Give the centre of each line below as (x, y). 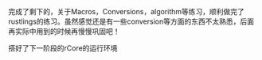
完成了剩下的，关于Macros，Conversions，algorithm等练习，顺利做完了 (127, 11)
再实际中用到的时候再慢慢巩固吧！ (64, 31)
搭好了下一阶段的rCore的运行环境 (63, 48)
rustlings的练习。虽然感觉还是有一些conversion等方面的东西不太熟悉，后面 (131, 21)
